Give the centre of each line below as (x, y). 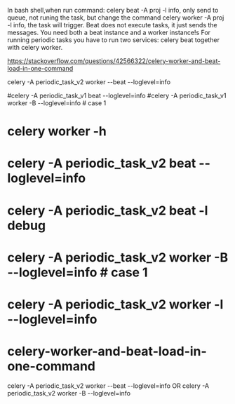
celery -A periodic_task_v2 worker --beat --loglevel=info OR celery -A (108, 386)
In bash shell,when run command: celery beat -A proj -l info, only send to (113, 10)
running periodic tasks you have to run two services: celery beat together (113, 40)
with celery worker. (35, 47)
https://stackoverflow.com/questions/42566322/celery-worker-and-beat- (114, 61)
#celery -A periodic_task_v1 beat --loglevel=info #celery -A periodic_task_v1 (117, 95)
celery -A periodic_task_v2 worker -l (115, 304)
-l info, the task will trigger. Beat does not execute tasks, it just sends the (112, 25)
